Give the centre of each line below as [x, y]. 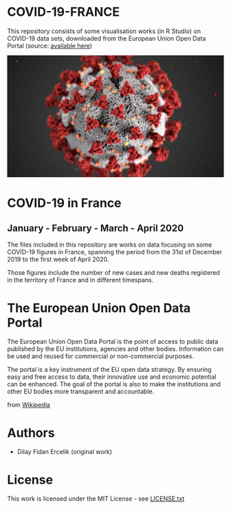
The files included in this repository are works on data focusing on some [110, 245]
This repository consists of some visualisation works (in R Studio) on [104, 31]
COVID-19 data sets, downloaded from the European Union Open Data [107, 38]
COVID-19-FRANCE [64, 12]
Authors [31, 433]
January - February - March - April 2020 [96, 228]
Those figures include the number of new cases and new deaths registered [113, 273]
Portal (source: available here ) [50, 45]
